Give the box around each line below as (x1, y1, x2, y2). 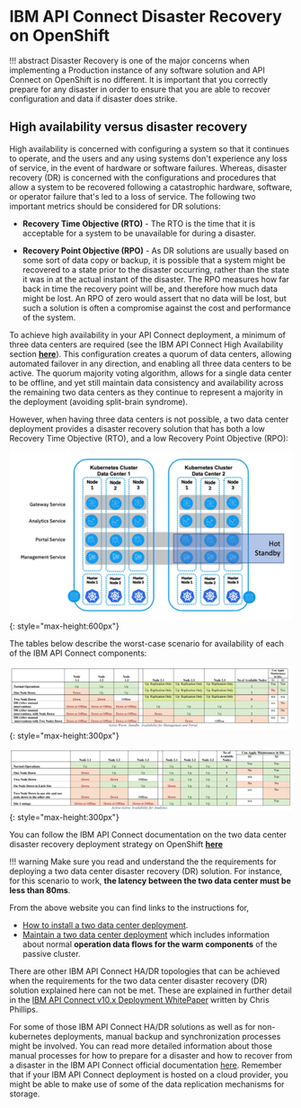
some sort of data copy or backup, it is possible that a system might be (22, 255, 286, 265)
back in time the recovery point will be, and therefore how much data (22, 283, 279, 294)
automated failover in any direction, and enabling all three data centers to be (9, 358, 292, 369)
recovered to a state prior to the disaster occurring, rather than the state (22, 264, 290, 275)
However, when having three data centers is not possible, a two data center (9, 414, 289, 424)
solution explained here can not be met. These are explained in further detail (9, 985, 292, 996)
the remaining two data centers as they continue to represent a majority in (9, 387, 283, 398)
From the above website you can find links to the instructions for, (9, 902, 250, 914)
